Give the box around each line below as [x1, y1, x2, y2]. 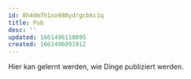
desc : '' [8, 26, 37, 34]
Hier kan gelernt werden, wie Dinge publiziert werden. [8, 62, 184, 71]
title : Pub [8, 19, 44, 27]
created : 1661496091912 [8, 41, 87, 48]
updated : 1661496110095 [8, 33, 87, 41]
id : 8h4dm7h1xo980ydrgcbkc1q [8, 11, 104, 20]
